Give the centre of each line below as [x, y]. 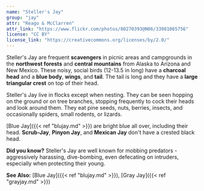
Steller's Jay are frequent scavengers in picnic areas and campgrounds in [99, 57]
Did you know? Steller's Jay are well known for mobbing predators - [92, 150]
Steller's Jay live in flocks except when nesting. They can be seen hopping [100, 95]
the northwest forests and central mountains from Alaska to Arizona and [99, 64]
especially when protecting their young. [56, 163]
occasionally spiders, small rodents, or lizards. [64, 114]
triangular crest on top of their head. [53, 83]
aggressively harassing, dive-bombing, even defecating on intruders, [93, 157]
